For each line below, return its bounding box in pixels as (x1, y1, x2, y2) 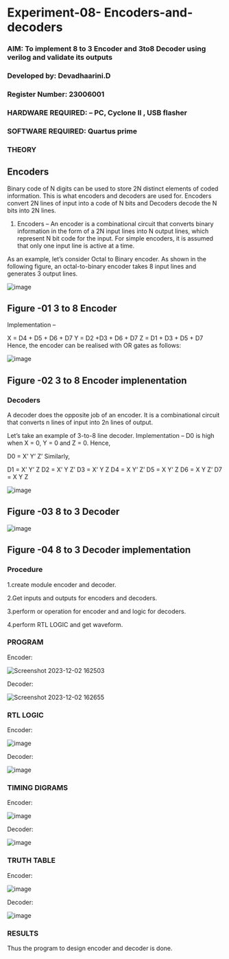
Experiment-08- (7, 5, 101, 21)
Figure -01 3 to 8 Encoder (7, 302, 117, 314)
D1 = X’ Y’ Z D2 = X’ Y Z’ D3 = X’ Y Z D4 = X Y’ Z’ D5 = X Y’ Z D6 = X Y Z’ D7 (7, 465, 223, 474)
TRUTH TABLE (7, 856, 56, 866)
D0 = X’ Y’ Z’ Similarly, (7, 452, 71, 461)
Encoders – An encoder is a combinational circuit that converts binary (16, 219, 214, 228)
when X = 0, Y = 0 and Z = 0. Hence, (7, 439, 111, 448)
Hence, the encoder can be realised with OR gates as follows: (7, 342, 182, 350)
